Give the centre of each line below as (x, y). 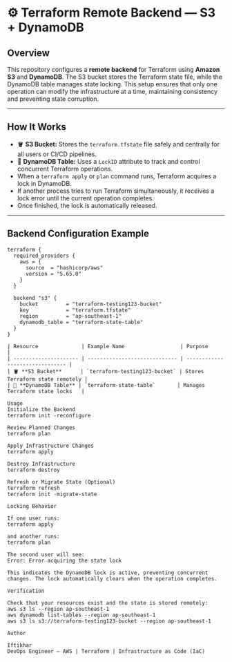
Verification (26, 591)
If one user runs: (33, 518)
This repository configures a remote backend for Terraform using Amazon (114, 69)
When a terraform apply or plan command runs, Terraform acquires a (117, 176)
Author (17, 633)
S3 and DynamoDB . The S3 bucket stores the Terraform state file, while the (115, 77)
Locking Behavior (32, 506)
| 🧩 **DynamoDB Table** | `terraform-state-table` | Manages (106, 385)
